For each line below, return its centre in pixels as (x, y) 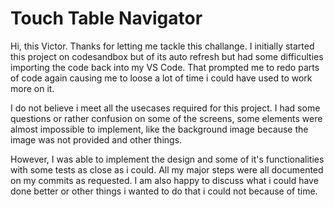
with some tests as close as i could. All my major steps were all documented (167, 169)
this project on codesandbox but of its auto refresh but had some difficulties (167, 56)
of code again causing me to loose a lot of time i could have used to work (161, 78)
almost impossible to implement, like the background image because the (159, 129)
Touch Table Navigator (106, 18)
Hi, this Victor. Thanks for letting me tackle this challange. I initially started (162, 46)
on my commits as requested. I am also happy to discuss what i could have (164, 180)
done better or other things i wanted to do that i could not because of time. (164, 191)
